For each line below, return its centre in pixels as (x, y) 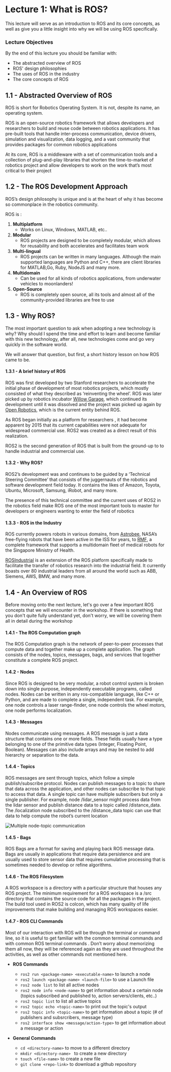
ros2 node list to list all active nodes (60, 985)
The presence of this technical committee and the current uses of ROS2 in (83, 500)
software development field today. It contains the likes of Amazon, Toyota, (83, 485)
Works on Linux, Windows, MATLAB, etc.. (64, 229)
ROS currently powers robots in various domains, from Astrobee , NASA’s (81, 534)
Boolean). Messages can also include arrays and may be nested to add (80, 749)
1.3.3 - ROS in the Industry (34, 523)
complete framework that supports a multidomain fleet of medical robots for (85, 545)
